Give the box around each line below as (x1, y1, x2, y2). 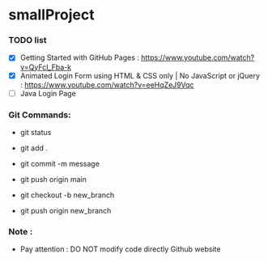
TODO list (8, 35, 47, 46)
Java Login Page (19, 88, 77, 98)
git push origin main (19, 174, 87, 184)
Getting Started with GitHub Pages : (19, 53, 139, 62)
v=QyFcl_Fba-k (19, 62, 71, 72)
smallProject (8, 6, 95, 24)
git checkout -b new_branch (19, 190, 115, 200)
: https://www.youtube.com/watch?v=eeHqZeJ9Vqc (19, 79, 194, 90)
